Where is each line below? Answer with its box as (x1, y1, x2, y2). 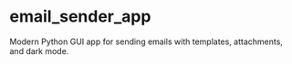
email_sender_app (9, 6, 151, 27)
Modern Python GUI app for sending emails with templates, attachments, (9, 36, 283, 47)
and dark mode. (9, 45, 69, 56)
